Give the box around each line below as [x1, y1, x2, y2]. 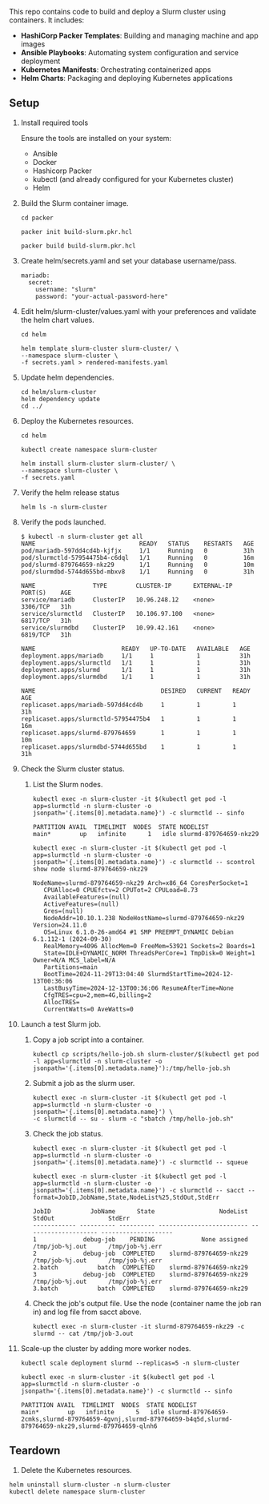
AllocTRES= [43, 998, 80, 1006]
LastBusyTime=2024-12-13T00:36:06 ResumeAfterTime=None [43, 984, 235, 992]
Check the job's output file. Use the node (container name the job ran [32, 1298, 262, 1308]
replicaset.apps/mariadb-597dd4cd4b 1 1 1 [20, 701, 237, 709]
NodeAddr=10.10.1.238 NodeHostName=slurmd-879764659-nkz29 [43, 914, 245, 922]
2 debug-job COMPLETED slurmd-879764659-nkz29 [32, 1249, 249, 1257]
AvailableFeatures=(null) [43, 893, 130, 901]
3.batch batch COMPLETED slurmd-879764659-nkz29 [32, 1285, 249, 1293]
